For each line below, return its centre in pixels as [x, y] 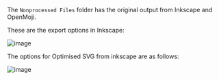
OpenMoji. [22, 17]
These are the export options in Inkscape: [66, 30]
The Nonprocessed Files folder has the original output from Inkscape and [110, 10]
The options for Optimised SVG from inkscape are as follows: [93, 56]
